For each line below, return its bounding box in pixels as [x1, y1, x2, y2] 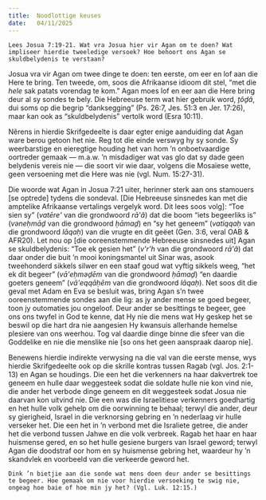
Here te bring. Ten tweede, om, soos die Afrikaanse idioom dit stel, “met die [8, 77, 257, 87]
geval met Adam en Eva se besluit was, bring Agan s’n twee [8, 286, 205, 296]
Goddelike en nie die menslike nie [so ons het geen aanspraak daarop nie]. [8, 337, 253, 347]
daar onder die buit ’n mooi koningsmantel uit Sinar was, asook [8, 252, 215, 262]
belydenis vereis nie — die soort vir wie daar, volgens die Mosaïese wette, [8, 160, 251, 170]
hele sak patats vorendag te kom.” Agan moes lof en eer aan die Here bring [8, 85, 255, 96]
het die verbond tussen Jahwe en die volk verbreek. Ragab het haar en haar [8, 428, 257, 439]
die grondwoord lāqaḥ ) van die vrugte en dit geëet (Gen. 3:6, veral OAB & [8, 226, 249, 236]
